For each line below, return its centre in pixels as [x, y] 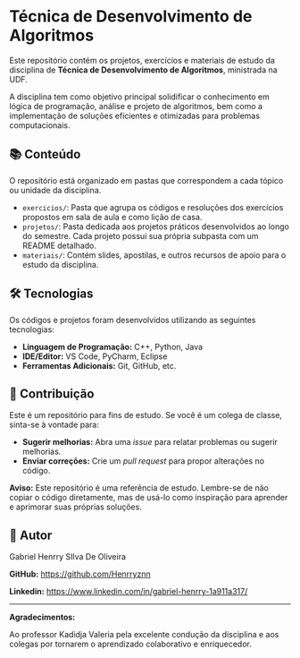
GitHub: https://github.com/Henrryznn [80, 574]
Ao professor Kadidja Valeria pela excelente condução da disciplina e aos [144, 635]
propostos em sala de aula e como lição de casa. [112, 217]
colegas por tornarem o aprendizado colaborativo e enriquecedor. [130, 644]
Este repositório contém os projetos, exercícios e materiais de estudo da [142, 60]
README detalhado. [59, 245]
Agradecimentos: [42, 617]
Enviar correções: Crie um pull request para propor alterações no [143, 461]
